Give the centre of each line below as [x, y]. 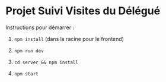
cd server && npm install [46, 62]
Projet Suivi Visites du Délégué [83, 11]
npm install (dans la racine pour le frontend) [69, 39]
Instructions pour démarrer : [40, 27]
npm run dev [29, 51]
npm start [26, 74]
